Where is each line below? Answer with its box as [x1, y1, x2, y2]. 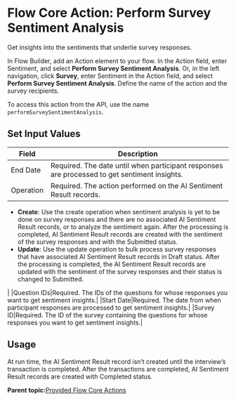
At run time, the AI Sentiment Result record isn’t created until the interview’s [7, 357, 226, 366]
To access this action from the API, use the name [7, 100, 150, 108]
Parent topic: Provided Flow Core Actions [7, 386, 126, 394]
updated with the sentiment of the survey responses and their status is [17, 267, 223, 275]
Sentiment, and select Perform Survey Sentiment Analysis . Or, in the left [7, 64, 220, 72]
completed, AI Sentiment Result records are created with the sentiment [17, 230, 223, 238]
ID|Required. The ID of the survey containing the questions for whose [7, 310, 209, 319]
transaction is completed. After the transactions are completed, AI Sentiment [7, 364, 229, 373]
